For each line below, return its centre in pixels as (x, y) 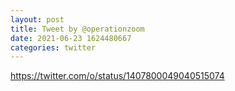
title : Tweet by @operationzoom (77, 29)
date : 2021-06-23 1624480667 (71, 38)
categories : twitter (53, 47)
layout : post (37, 19)
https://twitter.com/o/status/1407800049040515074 (117, 76)
